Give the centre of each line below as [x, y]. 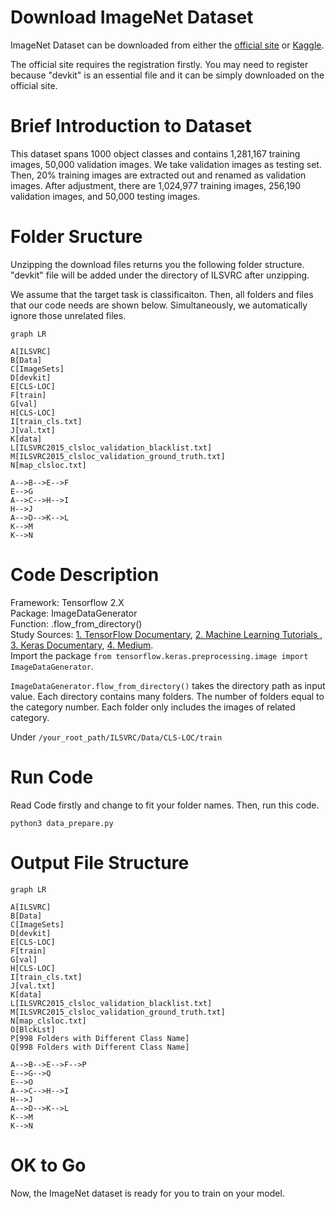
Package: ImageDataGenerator [74, 613]
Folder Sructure [76, 237]
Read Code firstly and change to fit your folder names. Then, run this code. [165, 805]
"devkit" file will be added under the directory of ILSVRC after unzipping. [160, 275]
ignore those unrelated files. [68, 315]
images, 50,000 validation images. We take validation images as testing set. [166, 164]
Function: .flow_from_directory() [76, 623]
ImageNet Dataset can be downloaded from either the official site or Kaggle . [167, 45]
